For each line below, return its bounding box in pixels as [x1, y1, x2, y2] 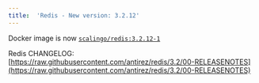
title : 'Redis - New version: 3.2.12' [8, 11, 140, 20]
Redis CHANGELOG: [8, 48, 74, 58]
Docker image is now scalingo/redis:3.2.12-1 [8, 33, 161, 43]
